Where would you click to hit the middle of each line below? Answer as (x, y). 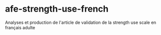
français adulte (20, 27)
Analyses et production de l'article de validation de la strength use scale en (81, 22)
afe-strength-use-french (57, 9)
